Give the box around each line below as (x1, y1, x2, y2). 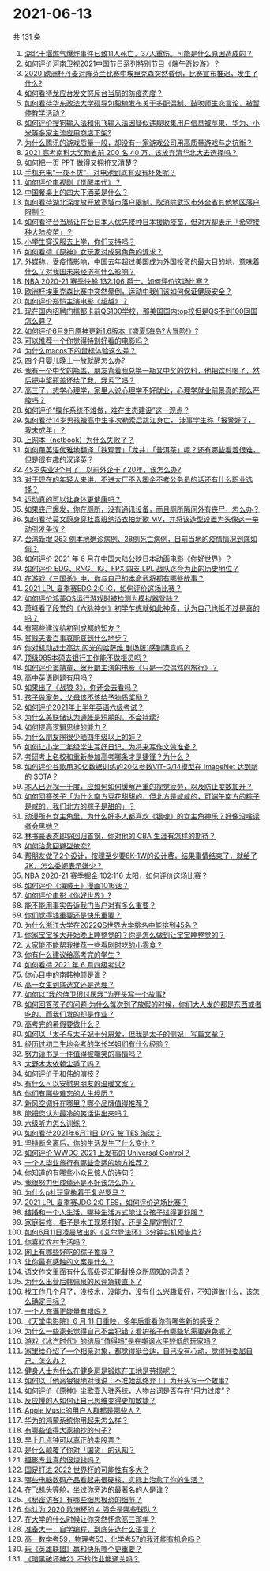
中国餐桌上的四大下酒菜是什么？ (24, 187, 129, 196)
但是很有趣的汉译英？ (24, 455, 94, 464)
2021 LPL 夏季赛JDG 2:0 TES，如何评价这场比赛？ (24, 1197, 189, 1207)
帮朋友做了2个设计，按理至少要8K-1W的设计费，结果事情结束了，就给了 (24, 851, 257, 860)
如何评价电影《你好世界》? (24, 890, 111, 900)
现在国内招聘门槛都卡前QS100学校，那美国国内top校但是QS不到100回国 (24, 306, 258, 315)
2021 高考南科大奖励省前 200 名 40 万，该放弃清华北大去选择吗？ (24, 147, 238, 157)
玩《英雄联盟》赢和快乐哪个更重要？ (24, 1544, 143, 1554)
